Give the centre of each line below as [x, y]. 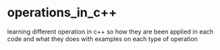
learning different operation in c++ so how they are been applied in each [110, 32]
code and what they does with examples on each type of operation [103, 38]
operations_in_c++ [62, 13]
